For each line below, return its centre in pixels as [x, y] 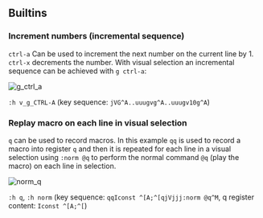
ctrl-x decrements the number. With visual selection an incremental [121, 62]
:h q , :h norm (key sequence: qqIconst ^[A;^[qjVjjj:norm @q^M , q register [131, 197]
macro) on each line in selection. [62, 166]
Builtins [28, 13]
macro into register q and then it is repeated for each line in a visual [120, 149]
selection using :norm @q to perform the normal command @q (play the [124, 157]
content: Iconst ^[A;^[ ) [48, 205]
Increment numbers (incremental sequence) [97, 36]
